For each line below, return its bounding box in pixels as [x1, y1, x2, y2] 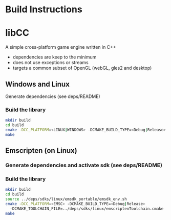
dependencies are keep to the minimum [12, 54, 97, 60]
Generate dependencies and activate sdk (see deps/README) [5, 162, 163, 169]
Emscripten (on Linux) [5, 146, 78, 155]
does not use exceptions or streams [12, 59, 89, 66]
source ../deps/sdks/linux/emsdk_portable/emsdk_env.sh [5, 196, 127, 202]
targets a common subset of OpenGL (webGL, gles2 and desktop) [12, 65, 152, 71]
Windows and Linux [5, 79, 70, 88]
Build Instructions [5, 4, 83, 15]
